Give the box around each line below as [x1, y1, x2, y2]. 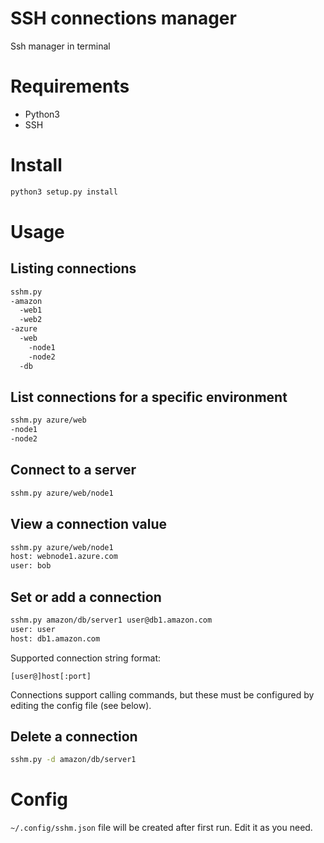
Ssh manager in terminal [10, 40, 111, 52]
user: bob [10, 561, 52, 571]
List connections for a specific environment [10, 388, 288, 406]
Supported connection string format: [10, 652, 162, 664]
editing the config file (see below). [10, 699, 152, 711]
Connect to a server [10, 462, 137, 479]
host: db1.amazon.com [10, 633, 101, 644]
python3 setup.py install [10, 187, 118, 197]
